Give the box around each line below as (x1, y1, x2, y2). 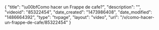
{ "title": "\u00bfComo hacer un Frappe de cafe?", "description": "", (4, 4, 141, 10)
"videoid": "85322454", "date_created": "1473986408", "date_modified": (4, 9, 152, 15)
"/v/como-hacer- (120, 15, 155, 20)
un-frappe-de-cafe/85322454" (4, 19, 68, 25)
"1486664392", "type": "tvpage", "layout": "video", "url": (4, 15, 119, 20)
